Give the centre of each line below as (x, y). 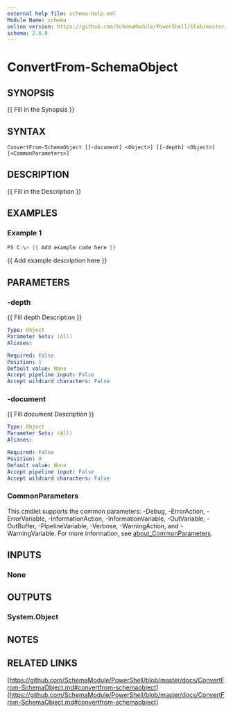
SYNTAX (27, 132)
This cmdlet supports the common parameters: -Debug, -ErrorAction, (106, 511)
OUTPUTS (29, 597)
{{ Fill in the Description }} (44, 191)
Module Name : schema (37, 20)
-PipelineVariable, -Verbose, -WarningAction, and (108, 526)
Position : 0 (24, 459)
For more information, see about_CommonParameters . (135, 533)
